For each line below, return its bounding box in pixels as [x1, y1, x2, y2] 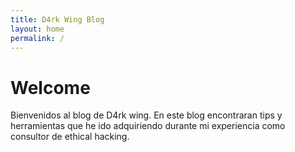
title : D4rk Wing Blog [10, 14, 105, 25]
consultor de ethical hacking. [10, 131, 130, 143]
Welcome [10, 76, 91, 99]
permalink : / [10, 33, 65, 43]
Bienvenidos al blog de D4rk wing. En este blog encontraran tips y [10, 109, 283, 121]
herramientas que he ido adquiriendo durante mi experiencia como [10, 120, 286, 132]
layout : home [10, 24, 65, 34]
